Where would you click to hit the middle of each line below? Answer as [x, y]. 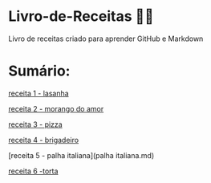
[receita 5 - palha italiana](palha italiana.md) [81, 155]
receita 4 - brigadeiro [43, 140]
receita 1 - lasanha [39, 93]
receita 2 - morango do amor [56, 108]
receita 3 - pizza [35, 124]
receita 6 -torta [33, 171]
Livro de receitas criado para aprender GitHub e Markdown [106, 39]
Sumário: [39, 71]
